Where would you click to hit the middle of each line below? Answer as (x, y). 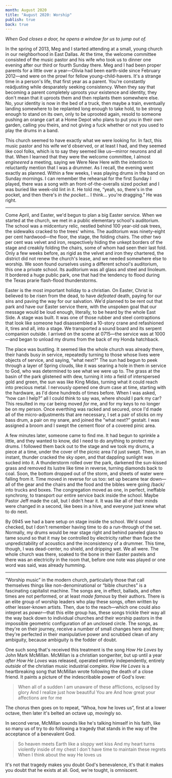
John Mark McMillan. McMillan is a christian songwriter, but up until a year (84, 655)
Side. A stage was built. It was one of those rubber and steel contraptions (83, 318)
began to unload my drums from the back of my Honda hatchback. (89, 339)
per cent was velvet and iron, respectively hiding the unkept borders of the (84, 242)
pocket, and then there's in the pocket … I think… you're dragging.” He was (84, 195)
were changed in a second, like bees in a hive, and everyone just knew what (85, 506)
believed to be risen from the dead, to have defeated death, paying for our (84, 296)
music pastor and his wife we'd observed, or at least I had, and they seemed (86, 146)
